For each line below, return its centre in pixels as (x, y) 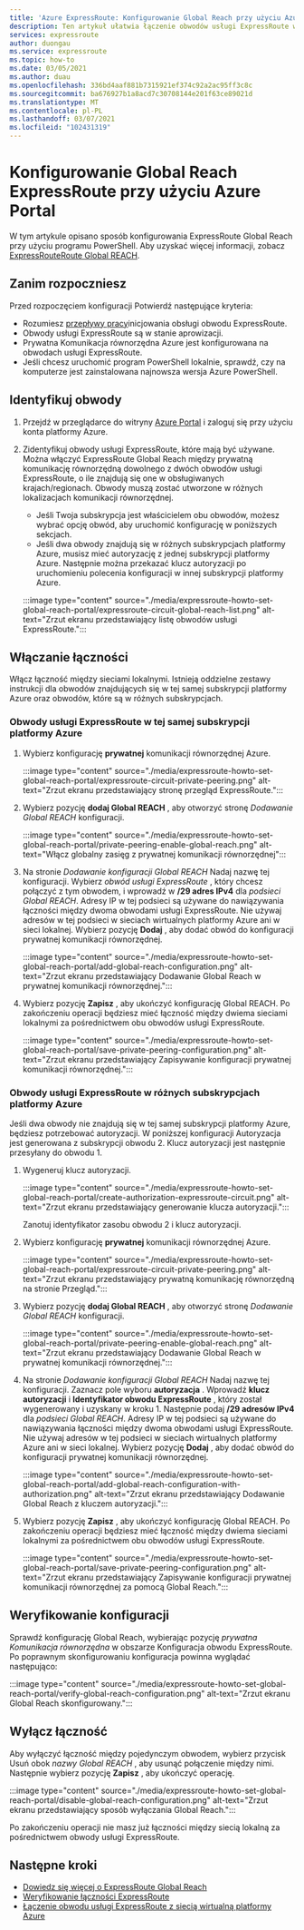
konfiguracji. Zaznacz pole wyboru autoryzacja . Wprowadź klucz (146, 1389)
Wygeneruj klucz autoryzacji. (76, 1170)
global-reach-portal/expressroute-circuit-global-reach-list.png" (141, 610)
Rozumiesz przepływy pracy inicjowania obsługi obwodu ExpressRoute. (155, 323)
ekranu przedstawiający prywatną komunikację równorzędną (181, 1279)
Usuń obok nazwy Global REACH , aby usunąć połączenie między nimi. (142, 1763)
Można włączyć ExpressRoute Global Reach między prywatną (138, 458)
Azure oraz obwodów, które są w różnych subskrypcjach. (116, 699)
